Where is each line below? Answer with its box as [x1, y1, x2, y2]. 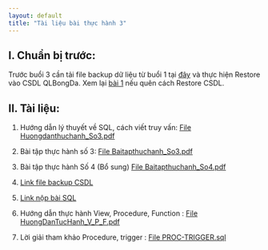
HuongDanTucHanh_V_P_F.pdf [19, 217, 120, 227]
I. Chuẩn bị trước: [8, 49, 96, 62]
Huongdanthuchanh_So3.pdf [19, 131, 115, 141]
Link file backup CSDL [19, 177, 94, 188]
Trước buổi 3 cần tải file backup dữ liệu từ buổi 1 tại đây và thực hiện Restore [8, 69, 261, 80]
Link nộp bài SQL [19, 193, 77, 203]
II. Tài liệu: [8, 101, 60, 115]
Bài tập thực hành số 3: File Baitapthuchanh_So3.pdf [19, 147, 194, 157]
